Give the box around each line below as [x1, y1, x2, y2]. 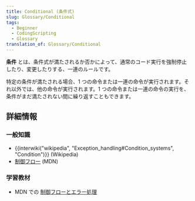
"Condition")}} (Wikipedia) [14, 150, 79, 158]
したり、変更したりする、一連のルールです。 [6, 65, 114, 72]
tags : [6, 19, 19, 25]
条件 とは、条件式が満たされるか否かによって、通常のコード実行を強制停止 [6, 58, 187, 65]
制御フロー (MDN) [14, 158, 59, 165]
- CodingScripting [11, 31, 57, 36]
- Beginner [11, 25, 38, 31]
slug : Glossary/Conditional [6, 14, 75, 20]
